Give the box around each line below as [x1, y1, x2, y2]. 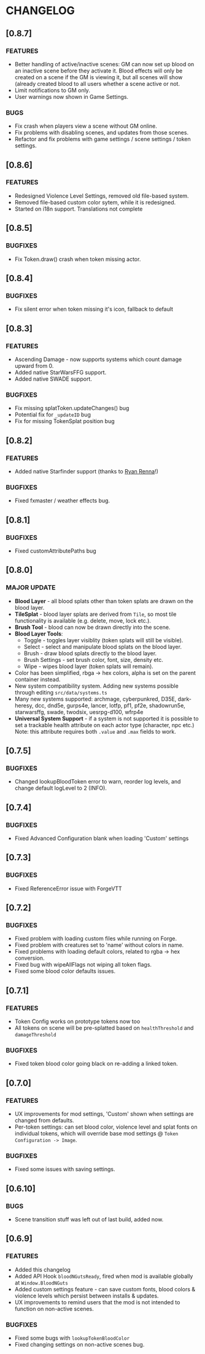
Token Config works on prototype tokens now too [14, 1017, 141, 1025]
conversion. [14, 954, 45, 962]
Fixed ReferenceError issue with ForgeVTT [14, 885, 122, 892]
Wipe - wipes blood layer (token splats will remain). [23, 663, 154, 670]
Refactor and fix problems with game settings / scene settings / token [14, 136, 191, 143]
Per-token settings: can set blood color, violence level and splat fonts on [14, 1123, 198, 1130]
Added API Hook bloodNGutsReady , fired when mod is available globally [14, 1272, 193, 1280]
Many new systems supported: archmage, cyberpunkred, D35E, [14, 695, 177, 702]
